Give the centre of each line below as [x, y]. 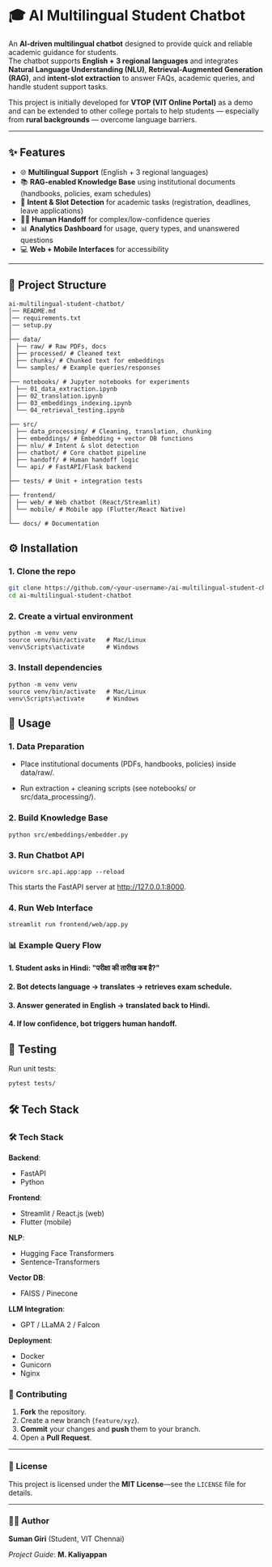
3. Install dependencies [55, 667]
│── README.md [32, 311]
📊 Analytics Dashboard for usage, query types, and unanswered [130, 228]
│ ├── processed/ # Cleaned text [65, 353]
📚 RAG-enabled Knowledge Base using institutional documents [128, 181]
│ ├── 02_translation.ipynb [56, 396]
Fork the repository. [53, 1412]
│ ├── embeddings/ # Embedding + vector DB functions [101, 438]
